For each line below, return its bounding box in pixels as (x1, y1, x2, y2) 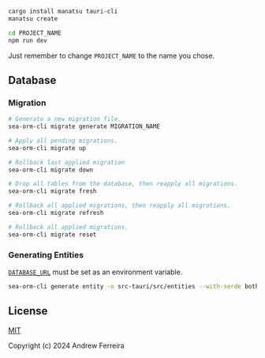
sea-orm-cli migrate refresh (8, 209, 104, 217)
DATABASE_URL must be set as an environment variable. (8, 267, 183, 277)
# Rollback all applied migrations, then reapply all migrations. (8, 202, 231, 209)
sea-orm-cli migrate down (8, 166, 93, 174)
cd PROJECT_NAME (8, 28, 62, 37)
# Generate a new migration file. (8, 115, 122, 123)
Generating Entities (8, 249, 84, 260)
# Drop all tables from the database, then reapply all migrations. (8, 180, 238, 188)
